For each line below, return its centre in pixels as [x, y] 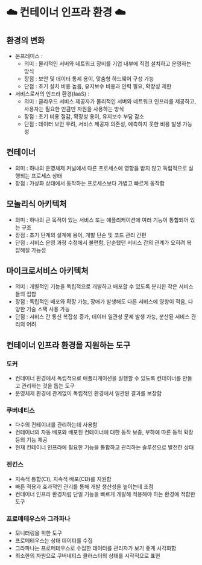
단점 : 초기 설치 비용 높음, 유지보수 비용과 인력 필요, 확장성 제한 [98, 86]
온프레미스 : [29, 56]
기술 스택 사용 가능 [48, 309]
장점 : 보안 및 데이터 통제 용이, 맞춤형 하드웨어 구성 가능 [89, 79]
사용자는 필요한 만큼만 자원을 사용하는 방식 [74, 109]
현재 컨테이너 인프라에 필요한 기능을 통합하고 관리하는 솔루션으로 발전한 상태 [104, 447]
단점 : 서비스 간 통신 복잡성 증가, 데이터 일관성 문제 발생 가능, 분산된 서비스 [102, 317]
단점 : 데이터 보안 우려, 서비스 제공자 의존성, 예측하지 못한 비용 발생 [103, 124]
